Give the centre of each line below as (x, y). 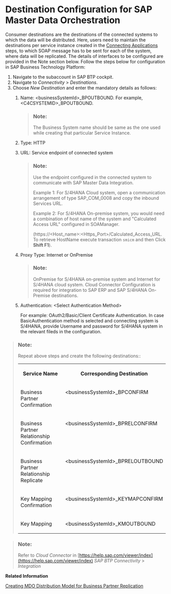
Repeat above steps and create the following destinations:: (79, 356)
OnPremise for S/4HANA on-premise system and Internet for (96, 279)
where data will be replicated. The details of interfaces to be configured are (84, 56)
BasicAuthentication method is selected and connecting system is (89, 321)
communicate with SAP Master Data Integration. (83, 182)
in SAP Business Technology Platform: (45, 67)
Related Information (27, 576)
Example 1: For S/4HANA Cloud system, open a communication (99, 192)
